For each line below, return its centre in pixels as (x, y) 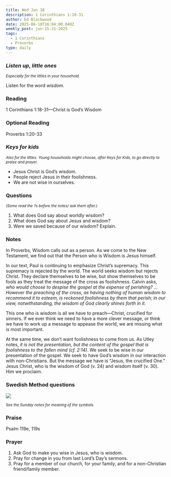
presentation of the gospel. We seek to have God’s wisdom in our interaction (86, 356)
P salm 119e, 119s (23, 429)
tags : (11, 34)
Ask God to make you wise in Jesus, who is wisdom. (68, 453)
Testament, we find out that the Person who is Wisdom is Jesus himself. (81, 256)
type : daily (18, 48)
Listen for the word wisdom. (35, 85)
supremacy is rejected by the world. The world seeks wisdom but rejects (82, 271)
